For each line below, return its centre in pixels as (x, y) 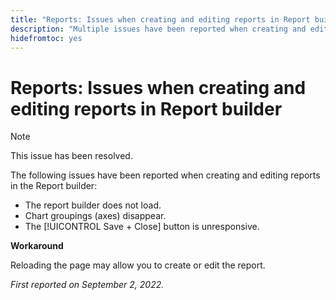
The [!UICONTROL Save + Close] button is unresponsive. (142, 227)
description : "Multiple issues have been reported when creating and (158, 29)
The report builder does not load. (93, 205)
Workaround (37, 246)
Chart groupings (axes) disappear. (95, 216)
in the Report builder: (54, 186)
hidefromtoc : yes (46, 38)
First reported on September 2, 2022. (87, 285)
